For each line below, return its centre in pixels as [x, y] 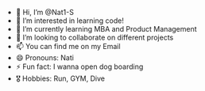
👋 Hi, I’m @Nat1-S [44, 12]
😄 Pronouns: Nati [44, 58]
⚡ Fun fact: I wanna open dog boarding [79, 66]
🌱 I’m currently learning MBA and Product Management [106, 29]
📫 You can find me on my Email [68, 46]
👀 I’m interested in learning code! [70, 21]
